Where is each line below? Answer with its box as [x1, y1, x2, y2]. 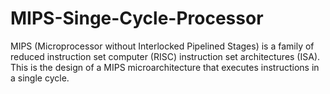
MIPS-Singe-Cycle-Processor [10, 7, 264, 30]
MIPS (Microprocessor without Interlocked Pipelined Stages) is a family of [10, 40, 315, 52]
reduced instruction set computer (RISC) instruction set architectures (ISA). [10, 50, 321, 62]
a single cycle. [10, 72, 70, 84]
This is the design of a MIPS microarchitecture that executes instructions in [10, 61, 320, 73]
